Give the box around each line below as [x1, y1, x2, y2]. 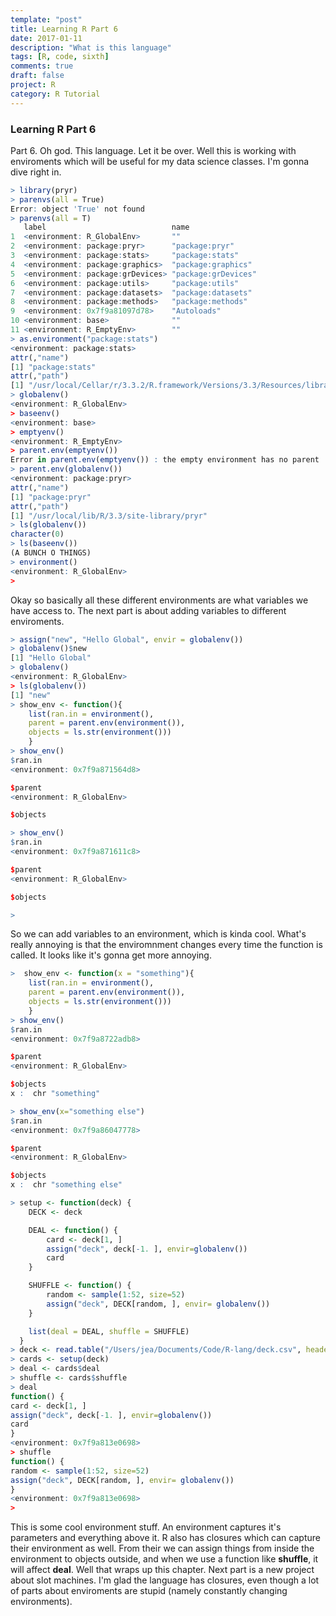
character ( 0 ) [10, 529, 65, 540]
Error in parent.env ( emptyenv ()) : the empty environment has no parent [10, 455, 320, 465]
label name [23, 222, 190, 233]
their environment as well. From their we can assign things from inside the [10, 1542, 315, 1555]
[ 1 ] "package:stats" [10, 362, 97, 372]
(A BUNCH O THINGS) [10, 548, 92, 558]
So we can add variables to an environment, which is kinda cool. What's [10, 928, 307, 940]
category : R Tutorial [10, 89, 101, 99]
